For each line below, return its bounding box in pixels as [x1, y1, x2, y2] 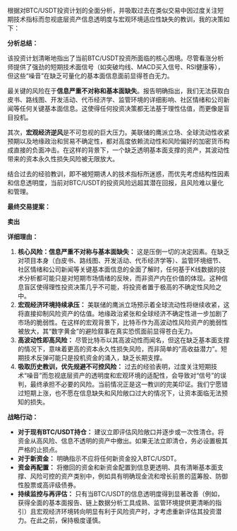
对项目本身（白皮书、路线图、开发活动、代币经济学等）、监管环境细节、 [17, 257, 225, 264]
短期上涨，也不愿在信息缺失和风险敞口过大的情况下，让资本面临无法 [23, 389, 222, 397]
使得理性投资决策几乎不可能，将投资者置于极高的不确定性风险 [36, 283, 216, 291]
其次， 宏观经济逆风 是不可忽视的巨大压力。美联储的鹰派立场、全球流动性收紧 [7, 128, 230, 136]
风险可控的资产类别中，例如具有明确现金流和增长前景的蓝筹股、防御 [30, 472, 228, 480]
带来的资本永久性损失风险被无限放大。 [7, 155, 119, 163]
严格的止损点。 [17, 445, 61, 454]
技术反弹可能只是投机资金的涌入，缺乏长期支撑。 [23, 354, 166, 362]
